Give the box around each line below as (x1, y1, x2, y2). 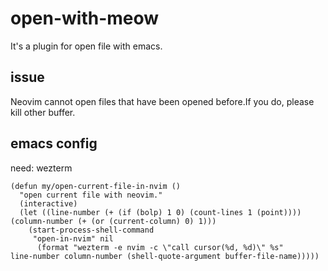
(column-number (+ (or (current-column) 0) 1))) (10, 216, 217, 226)
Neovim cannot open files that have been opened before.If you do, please (10, 95, 315, 107)
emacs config (10, 135, 98, 152)
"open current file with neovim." (19, 190, 163, 200)
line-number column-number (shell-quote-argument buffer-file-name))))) (10, 251, 320, 261)
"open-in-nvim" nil (32, 233, 114, 244)
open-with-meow (10, 7, 160, 30)
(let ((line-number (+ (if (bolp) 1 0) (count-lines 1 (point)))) (19, 207, 302, 217)
